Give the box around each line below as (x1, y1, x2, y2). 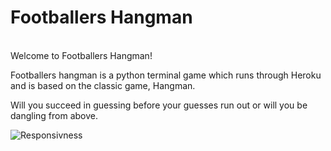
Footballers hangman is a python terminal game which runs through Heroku (10, 69, 322, 81)
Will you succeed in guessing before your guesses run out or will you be (10, 99, 308, 111)
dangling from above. (10, 109, 99, 121)
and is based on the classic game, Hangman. (10, 79, 196, 91)
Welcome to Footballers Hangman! (10, 49, 153, 61)
